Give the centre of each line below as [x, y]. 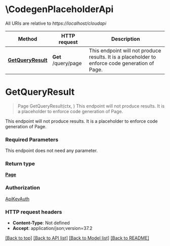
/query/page [67, 63]
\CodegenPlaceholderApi [59, 9]
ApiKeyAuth [17, 199]
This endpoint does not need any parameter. [51, 151]
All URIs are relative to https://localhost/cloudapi [56, 23]
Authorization [23, 188]
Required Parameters [32, 139]
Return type [20, 164]
